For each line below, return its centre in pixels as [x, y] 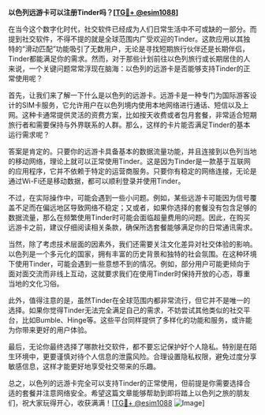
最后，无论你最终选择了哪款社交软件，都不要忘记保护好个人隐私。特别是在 [129, 347]
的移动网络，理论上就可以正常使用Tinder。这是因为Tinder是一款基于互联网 [129, 161]
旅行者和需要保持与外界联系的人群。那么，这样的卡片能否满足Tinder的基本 [129, 125]
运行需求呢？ [29, 135]
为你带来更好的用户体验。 [50, 330]
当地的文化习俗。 [36, 284]
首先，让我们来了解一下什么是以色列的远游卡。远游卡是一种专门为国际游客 [129, 95]
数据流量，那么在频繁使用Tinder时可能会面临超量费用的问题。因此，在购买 [129, 217]
